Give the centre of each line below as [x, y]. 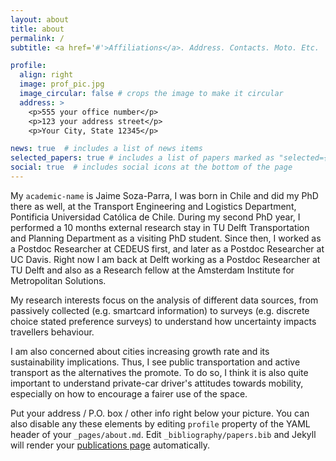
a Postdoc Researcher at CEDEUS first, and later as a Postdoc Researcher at [167, 248]
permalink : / [37, 38]
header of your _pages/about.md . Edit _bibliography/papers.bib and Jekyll [163, 434]
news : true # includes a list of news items [106, 149]
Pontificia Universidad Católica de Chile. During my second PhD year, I [155, 217]
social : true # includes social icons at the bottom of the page [151, 167]
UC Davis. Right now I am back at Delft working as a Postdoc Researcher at [165, 259]
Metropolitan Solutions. [58, 280]
